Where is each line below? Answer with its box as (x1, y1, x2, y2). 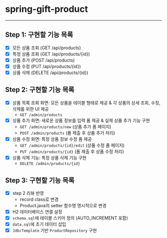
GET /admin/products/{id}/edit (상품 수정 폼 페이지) (19, 143, 125, 149)
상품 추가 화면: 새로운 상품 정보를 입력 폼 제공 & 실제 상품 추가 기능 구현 (12, 117, 150, 123)
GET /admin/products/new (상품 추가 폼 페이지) (19, 124, 112, 130)
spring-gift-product (5, 3, 88, 15)
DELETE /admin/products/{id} (19, 161, 81, 166)
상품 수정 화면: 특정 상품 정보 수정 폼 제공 (12, 136, 92, 142)
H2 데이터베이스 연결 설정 (12, 209, 63, 215)
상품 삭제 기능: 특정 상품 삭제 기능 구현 (12, 155, 87, 161)
